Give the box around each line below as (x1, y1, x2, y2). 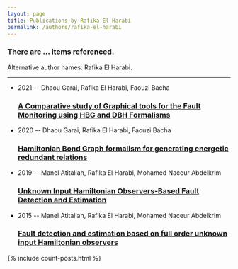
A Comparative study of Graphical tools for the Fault (17, 101, 201, 110)
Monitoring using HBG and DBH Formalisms (17, 110, 171, 120)
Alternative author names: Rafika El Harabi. (7, 63, 132, 71)
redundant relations (17, 152, 88, 162)
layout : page (7, 10, 46, 18)
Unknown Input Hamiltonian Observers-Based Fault (17, 186, 200, 196)
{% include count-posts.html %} (7, 253, 101, 262)
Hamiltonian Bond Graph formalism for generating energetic (17, 143, 229, 153)
